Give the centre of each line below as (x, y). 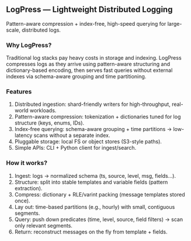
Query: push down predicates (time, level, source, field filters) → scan (98, 219)
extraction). (28, 188)
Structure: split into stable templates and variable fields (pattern (91, 182)
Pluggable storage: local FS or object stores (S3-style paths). (88, 142)
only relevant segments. (44, 225)
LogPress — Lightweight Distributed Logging (89, 10)
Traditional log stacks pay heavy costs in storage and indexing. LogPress (94, 58)
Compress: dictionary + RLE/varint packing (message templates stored (100, 194)
